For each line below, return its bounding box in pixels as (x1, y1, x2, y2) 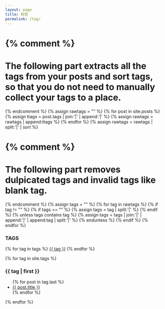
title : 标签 (5, 12, 28, 17)
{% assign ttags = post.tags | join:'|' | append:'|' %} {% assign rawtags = (5, 113, 154, 119)
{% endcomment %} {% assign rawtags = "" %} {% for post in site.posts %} (5, 108, 161, 114)
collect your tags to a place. (5, 92, 122, 103)
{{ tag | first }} (5, 267, 40, 274)
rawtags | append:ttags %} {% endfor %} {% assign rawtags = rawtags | (5, 119, 153, 125)
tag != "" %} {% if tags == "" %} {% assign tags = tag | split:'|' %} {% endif (5, 206, 158, 213)
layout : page (5, 7, 32, 12)
